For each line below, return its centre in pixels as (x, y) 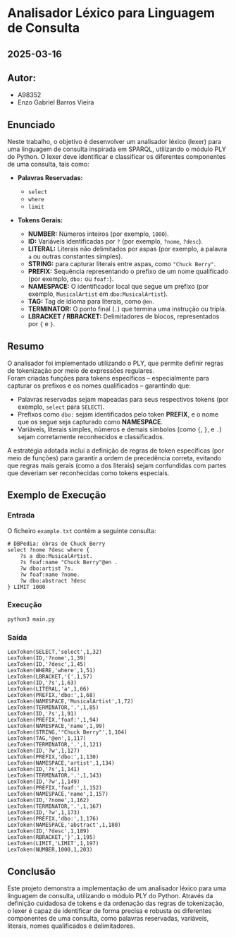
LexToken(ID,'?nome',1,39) (47, 658)
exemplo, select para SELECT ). (61, 407)
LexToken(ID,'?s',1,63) (42, 683)
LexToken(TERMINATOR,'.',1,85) (53, 708)
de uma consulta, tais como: (48, 165)
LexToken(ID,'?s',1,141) (44, 770)
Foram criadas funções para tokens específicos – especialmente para (108, 378)
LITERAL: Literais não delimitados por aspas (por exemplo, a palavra (128, 249)
